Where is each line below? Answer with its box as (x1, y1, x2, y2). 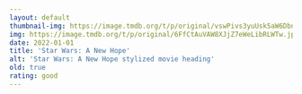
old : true (9, 64, 47, 73)
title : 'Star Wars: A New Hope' (9, 47, 130, 56)
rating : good (9, 72, 58, 81)
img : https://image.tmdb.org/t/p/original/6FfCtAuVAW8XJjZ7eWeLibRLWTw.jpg (9, 30, 299, 38)
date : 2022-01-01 (9, 38, 75, 47)
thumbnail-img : (9, 21, 67, 30)
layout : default (9, 13, 70, 22)
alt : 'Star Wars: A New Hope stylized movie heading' (9, 55, 216, 64)
